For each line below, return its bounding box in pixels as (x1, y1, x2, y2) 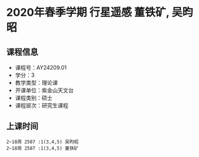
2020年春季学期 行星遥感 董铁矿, (6, 5, 169, 19)
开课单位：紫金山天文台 (15, 87, 74, 94)
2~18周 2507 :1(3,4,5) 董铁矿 (6, 145, 79, 152)
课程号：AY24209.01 (15, 64, 67, 71)
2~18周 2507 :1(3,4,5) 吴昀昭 (6, 139, 79, 145)
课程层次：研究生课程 (15, 102, 68, 109)
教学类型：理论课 (15, 79, 58, 86)
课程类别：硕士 (15, 95, 53, 101)
